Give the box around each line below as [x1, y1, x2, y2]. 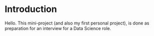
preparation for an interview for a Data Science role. [4, 25, 112, 31]
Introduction [4, 3, 57, 15]
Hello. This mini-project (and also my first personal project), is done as [4, 20, 150, 26]
